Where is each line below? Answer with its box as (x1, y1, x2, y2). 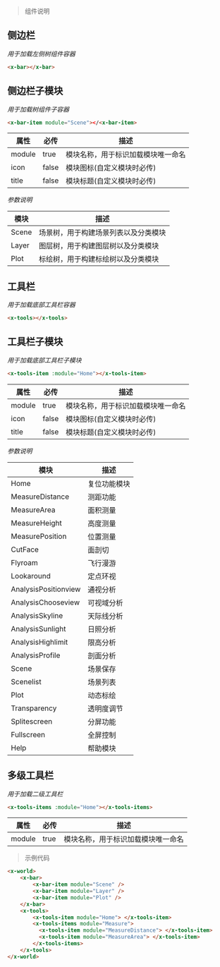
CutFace (11, 545, 39, 554)
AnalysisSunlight (11, 624, 66, 633)
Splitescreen (11, 716, 53, 726)
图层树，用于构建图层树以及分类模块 (38, 241, 159, 251)
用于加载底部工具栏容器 (7, 300, 75, 309)
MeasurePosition (11, 531, 67, 541)
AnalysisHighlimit (11, 637, 68, 647)
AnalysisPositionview (11, 584, 81, 594)
